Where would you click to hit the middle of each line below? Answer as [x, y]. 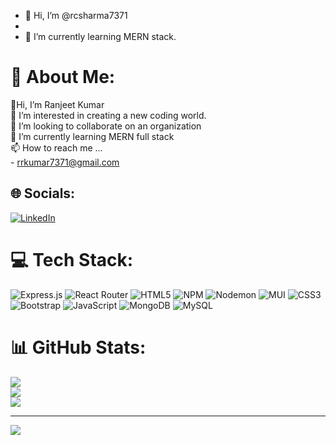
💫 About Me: [63, 77]
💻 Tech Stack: [72, 259]
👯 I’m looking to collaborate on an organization [106, 126]
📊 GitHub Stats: [78, 347]
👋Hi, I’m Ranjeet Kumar [57, 104]
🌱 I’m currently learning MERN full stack [92, 136]
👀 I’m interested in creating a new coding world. [108, 115]
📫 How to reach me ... [56, 147]
